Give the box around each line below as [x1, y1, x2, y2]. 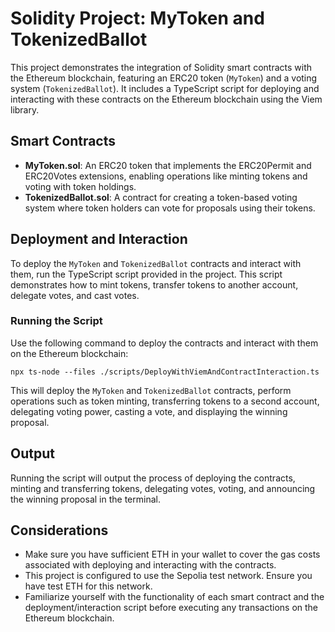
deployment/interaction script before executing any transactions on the [24, 602, 319, 614]
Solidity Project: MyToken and [10, 7, 265, 30]
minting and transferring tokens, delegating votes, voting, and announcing [10, 482, 316, 494]
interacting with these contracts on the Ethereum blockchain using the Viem [10, 93, 323, 105]
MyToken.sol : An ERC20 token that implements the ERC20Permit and [24, 159, 312, 171]
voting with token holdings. [24, 180, 137, 192]
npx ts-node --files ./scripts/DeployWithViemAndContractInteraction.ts [10, 367, 320, 377]
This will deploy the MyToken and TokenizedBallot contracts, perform [10, 384, 292, 396]
